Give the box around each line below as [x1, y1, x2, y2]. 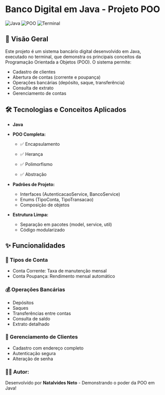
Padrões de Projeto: [12, 181, 55, 187]
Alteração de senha [12, 356, 53, 362]
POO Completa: [12, 131, 46, 137]
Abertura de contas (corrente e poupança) [12, 74, 101, 80]
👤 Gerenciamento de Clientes [5, 333, 78, 341]
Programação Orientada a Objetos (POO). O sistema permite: [5, 59, 132, 65]
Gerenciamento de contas [12, 90, 66, 96]
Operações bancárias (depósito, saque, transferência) [12, 79, 125, 85]
